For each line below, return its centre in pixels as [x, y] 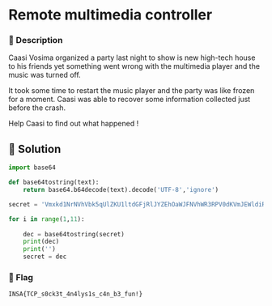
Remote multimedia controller [110, 15]
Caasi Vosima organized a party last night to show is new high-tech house [132, 57]
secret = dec [45, 257]
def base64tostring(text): [54, 183]
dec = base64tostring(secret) [74, 234]
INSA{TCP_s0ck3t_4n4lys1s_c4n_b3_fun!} [76, 294]
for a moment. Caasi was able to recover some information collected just [130, 100]
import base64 [32, 168]
